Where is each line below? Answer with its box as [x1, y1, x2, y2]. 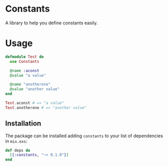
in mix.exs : [5, 138, 28, 144]
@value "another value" [10, 87, 60, 92]
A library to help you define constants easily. [5, 20, 98, 26]
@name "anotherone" [10, 82, 51, 87]
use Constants [10, 59, 39, 64]
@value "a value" [10, 73, 46, 78]
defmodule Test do [5, 54, 44, 59]
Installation [5, 119, 41, 128]
